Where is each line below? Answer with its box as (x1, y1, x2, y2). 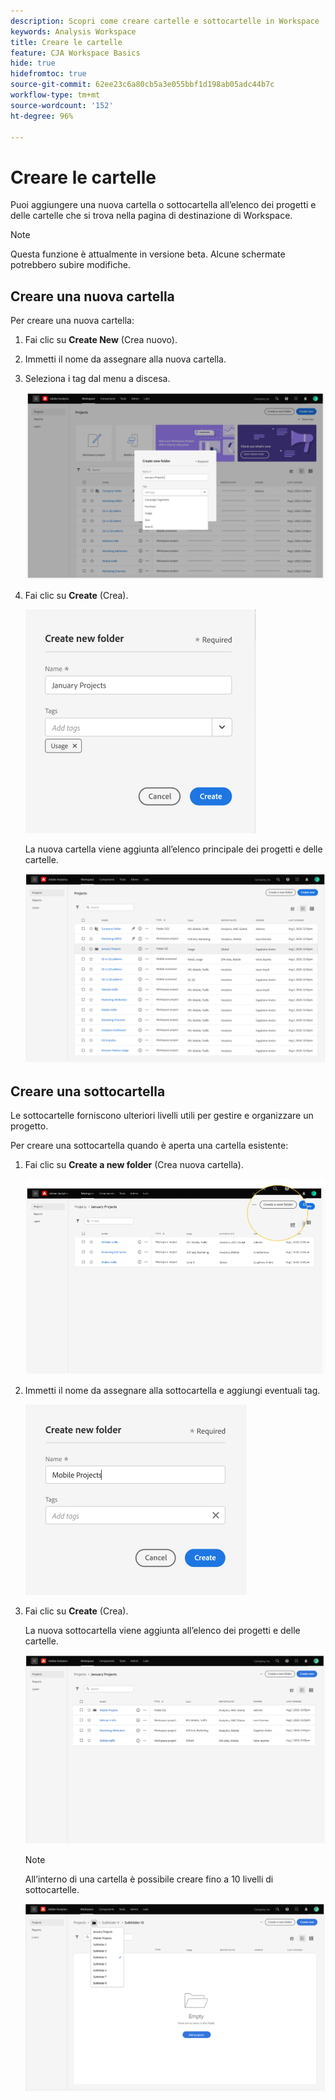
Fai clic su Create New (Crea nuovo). (24, 334, 178, 346)
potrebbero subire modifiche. (10, 259, 131, 271)
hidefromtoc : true (10, 69, 87, 79)
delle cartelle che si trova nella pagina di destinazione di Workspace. (10, 210, 293, 222)
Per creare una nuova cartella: (10, 315, 135, 327)
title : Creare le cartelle (10, 37, 123, 47)
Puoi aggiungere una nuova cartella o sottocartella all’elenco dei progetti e (10, 199, 317, 211)
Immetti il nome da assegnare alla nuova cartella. (24, 353, 227, 365)
